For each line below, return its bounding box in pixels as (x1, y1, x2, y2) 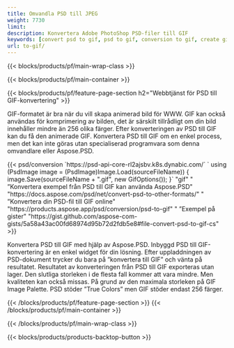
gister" (7, 212, 26, 220)
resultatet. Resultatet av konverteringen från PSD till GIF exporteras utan (7, 263, 214, 271)
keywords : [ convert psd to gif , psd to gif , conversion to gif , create (7, 36, 219, 43)
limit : (7, 23, 26, 30)
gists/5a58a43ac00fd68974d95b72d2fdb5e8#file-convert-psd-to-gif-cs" (7, 220, 219, 227)
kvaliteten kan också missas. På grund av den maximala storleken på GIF (7, 278, 216, 286)
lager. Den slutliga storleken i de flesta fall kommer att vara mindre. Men (7, 270, 214, 278)
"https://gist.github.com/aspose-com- (27, 212, 138, 220)
